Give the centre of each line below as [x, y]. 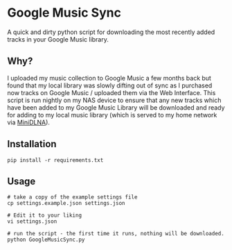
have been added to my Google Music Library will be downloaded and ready [116, 107]
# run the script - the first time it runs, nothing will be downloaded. [116, 234]
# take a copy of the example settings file [72, 197]
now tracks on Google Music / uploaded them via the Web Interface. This [111, 92]
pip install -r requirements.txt [55, 160]
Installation [32, 144]
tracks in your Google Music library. [58, 39]
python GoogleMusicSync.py [46, 240]
